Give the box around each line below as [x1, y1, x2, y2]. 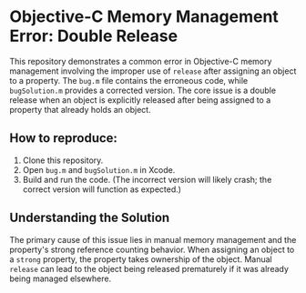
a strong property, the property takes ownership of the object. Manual [9, 253, 272, 265]
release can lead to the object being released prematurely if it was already [9, 263, 290, 274]
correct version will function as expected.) [22, 184, 182, 195]
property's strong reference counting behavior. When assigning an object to [9, 244, 295, 255]
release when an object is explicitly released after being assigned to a [9, 94, 271, 106]
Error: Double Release [9, 25, 178, 46]
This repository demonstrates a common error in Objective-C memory [9, 56, 272, 66]
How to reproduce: [9, 130, 118, 146]
